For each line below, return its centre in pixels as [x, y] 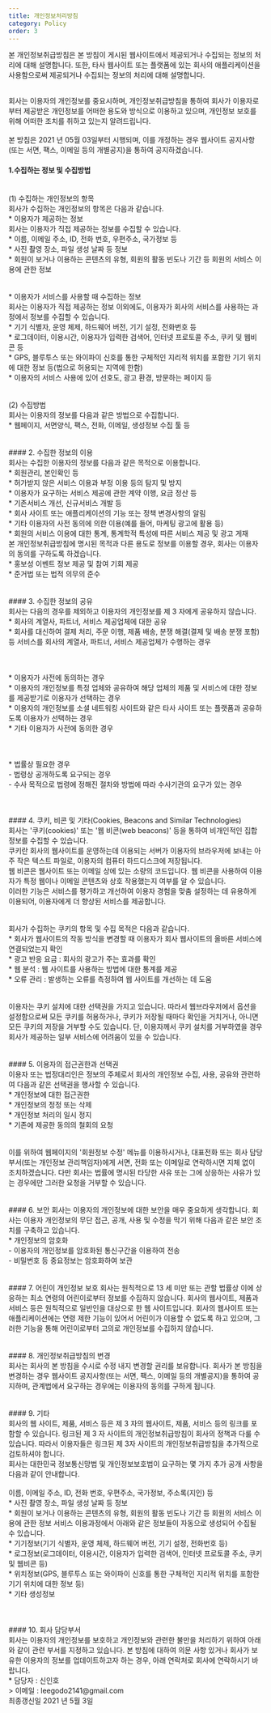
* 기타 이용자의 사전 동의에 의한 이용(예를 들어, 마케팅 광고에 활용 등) [116, 523]
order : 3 [23, 31]
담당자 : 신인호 [36, 1680]
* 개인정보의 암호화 [38, 1240]
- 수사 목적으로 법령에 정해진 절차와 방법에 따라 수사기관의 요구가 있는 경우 [125, 784]
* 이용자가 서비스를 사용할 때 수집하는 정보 [75, 296]
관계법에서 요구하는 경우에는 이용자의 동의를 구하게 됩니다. [124, 1386]
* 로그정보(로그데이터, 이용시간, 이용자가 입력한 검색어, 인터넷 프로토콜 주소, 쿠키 [135, 1553]
